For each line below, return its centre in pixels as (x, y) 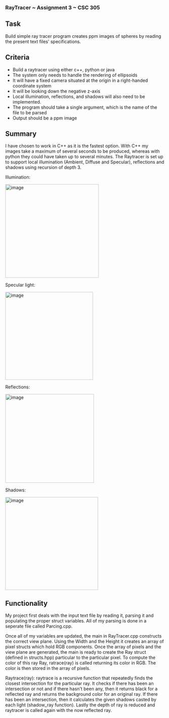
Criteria (17, 57)
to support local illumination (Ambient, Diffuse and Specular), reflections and (85, 162)
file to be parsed (30, 112)
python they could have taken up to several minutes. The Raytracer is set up (84, 157)
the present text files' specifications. (43, 41)
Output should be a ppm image (45, 118)
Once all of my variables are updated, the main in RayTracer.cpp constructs (83, 636)
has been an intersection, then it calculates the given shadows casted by (81, 700)
